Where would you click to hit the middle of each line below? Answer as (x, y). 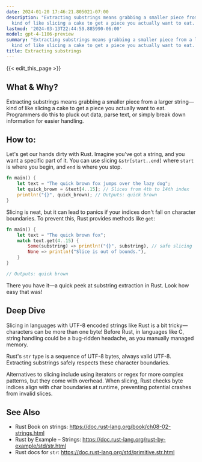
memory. (17, 345)
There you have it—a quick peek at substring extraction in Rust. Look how (98, 285)
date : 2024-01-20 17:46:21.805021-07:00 (58, 12)
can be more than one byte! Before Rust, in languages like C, (109, 331)
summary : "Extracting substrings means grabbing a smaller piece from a (99, 40)
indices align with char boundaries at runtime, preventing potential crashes (99, 387)
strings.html (30, 433)
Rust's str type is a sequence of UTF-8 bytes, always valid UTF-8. (89, 356)
